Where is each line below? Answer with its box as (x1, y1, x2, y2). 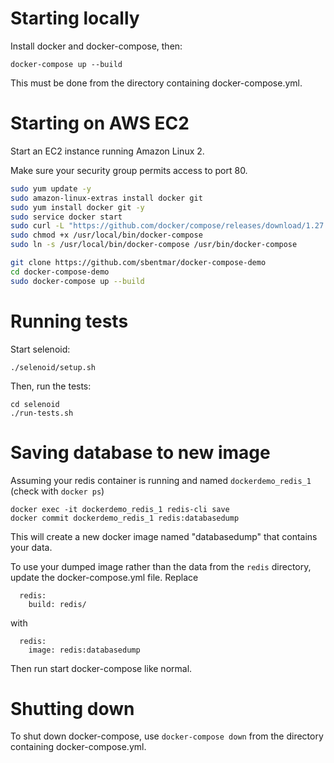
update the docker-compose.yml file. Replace (10, 571, 199, 583)
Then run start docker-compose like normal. (10, 662, 193, 674)
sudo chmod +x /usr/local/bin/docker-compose (10, 230, 203, 241)
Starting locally (10, 7, 140, 30)
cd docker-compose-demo (10, 267, 110, 277)
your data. (10, 541, 53, 553)
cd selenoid (10, 399, 60, 409)
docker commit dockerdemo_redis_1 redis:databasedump (10, 513, 240, 523)
